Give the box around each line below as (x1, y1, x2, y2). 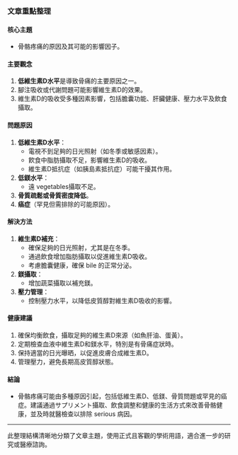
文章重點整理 (7, 6, 52, 16)
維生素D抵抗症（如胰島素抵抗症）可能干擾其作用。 (28, 164, 176, 173)
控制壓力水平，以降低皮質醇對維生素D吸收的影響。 (28, 296, 176, 305)
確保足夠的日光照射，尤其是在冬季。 (28, 243, 135, 252)
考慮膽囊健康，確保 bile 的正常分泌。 (28, 260, 136, 270)
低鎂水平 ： (17, 173, 50, 182)
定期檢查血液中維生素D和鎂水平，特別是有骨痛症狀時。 (17, 340, 178, 348)
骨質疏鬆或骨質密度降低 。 (17, 191, 93, 200)
